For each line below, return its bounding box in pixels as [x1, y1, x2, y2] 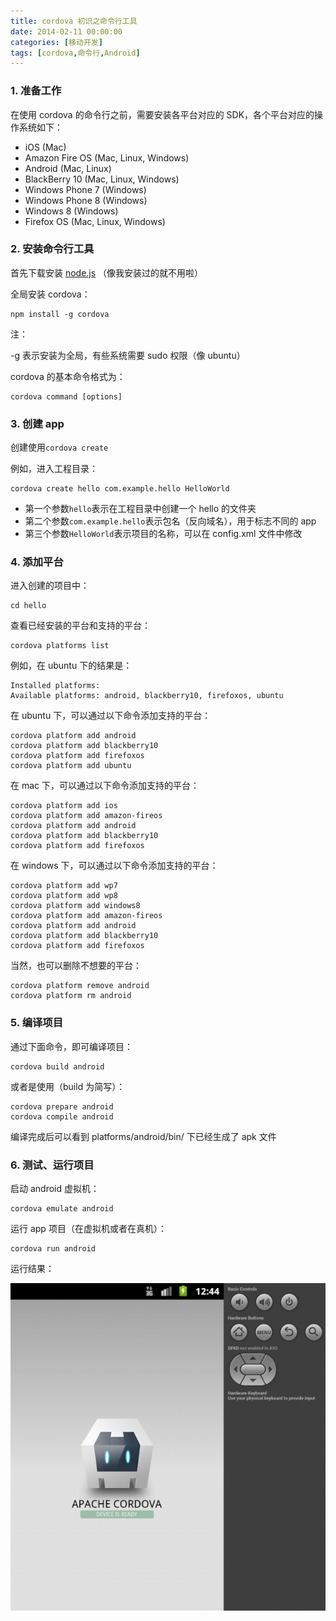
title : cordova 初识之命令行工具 [10, 16, 138, 26]
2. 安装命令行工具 [10, 242, 95, 256]
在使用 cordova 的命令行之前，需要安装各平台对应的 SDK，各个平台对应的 [10, 108, 315, 120]
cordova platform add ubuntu [10, 761, 132, 771]
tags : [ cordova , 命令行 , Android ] [10, 48, 141, 58]
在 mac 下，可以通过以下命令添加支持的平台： [10, 780, 200, 792]
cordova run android [10, 1244, 97, 1254]
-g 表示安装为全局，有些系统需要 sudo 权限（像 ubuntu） [10, 349, 246, 361]
